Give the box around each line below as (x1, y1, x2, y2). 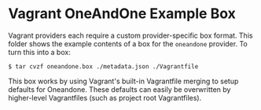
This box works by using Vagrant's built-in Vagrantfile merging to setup (8, 76, 239, 86)
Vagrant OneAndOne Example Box (8, 5, 236, 23)
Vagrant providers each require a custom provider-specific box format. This (8, 31, 253, 40)
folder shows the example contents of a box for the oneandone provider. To (8, 38, 248, 48)
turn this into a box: (8, 47, 71, 57)
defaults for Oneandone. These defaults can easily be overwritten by (8, 84, 231, 94)
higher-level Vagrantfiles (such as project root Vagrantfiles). (8, 93, 202, 102)
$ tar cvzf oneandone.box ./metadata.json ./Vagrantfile (8, 62, 199, 71)
